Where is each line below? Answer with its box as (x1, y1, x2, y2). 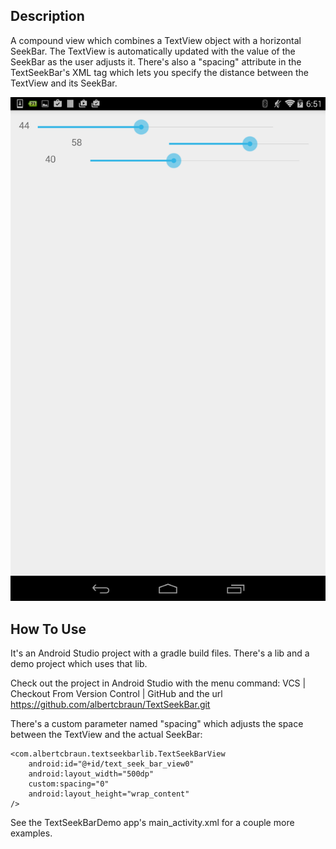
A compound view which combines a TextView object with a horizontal (10, 34, 302, 46)
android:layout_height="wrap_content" (28, 789, 190, 799)
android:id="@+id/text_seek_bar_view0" (28, 759, 195, 769)
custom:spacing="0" (28, 779, 110, 789)
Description (10, 8, 85, 25)
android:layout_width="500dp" (28, 769, 155, 779)
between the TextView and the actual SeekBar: (10, 729, 203, 741)
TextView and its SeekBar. (10, 77, 118, 89)
